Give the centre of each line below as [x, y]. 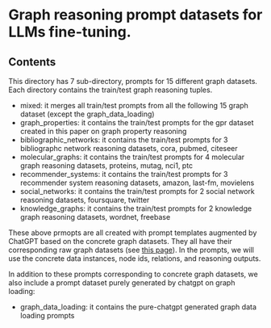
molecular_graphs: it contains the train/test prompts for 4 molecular [132, 157]
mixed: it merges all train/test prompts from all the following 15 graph [134, 105]
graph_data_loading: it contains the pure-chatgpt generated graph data [138, 307]
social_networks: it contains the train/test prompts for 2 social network [138, 191]
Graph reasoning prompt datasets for [135, 15]
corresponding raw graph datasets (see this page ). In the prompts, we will [131, 250]
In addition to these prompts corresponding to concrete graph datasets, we [133, 274]
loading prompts [47, 315]
